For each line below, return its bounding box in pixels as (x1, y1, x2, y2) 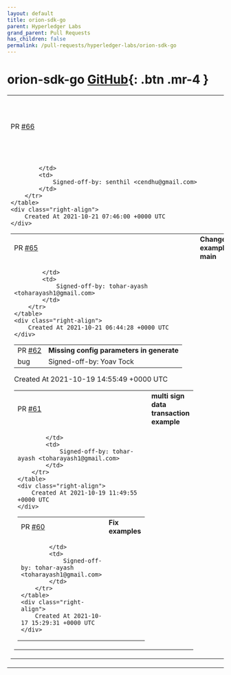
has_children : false (7, 36, 67, 43)
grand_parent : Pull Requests (7, 29, 91, 37)
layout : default (7, 10, 54, 17)
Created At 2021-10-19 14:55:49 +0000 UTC (14, 374, 168, 384)
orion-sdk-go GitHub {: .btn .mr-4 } (7, 72, 209, 87)
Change (199, 234, 227, 244)
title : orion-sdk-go (7, 17, 67, 23)
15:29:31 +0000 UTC (31, 619, 95, 627)
